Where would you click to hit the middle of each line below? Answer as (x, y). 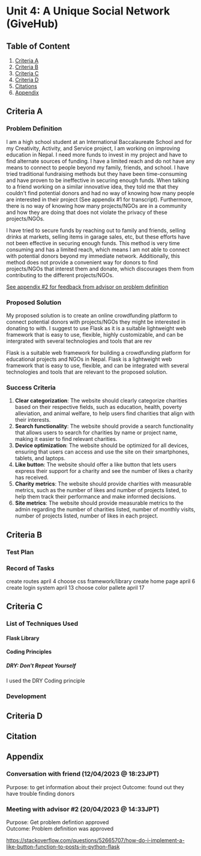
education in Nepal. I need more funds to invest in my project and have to (97, 154)
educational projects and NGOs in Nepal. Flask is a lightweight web (89, 359)
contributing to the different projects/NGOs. (60, 275)
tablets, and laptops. (40, 458)
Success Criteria (31, 387)
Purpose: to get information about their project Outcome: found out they (95, 787)
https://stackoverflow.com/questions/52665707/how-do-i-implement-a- (95, 840)
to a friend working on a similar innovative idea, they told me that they (92, 186)
